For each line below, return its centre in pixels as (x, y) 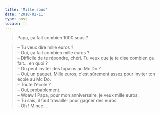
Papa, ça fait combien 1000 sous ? (53, 38)
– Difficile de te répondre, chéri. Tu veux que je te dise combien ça (85, 58)
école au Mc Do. (34, 79)
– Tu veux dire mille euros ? (45, 47)
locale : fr (16, 24)
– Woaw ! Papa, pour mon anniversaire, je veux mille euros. (78, 95)
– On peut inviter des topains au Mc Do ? (59, 69)
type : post (16, 19)
